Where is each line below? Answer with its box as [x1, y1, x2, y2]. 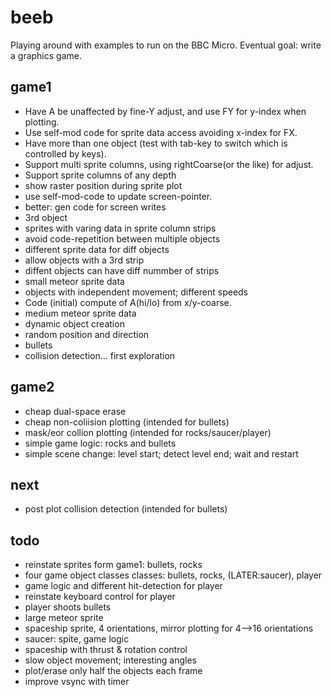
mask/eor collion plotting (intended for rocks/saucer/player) [24, 426, 272, 438]
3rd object [24, 211, 68, 223]
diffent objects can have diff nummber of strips [24, 264, 220, 276]
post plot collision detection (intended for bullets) [24, 503, 228, 515]
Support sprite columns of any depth [24, 169, 177, 181]
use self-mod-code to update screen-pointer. [24, 190, 213, 202]
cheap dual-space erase [24, 405, 127, 417]
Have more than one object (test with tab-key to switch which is [24, 137, 288, 149]
